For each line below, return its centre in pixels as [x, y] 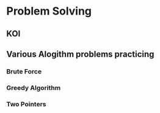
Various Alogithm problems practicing [80, 54]
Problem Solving [49, 11]
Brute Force [24, 71]
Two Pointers [27, 104]
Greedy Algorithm [34, 87]
